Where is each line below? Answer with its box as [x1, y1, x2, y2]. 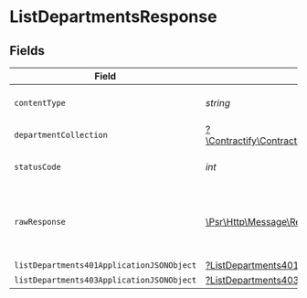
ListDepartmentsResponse [9, 6, 217, 27]
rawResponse [14, 217, 67, 227]
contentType [14, 98, 67, 108]
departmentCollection [14, 130, 108, 140]
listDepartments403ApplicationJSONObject [14, 275, 197, 285]
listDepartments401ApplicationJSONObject [14, 261, 197, 271]
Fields [9, 43, 46, 59]
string [205, 97, 231, 109]
